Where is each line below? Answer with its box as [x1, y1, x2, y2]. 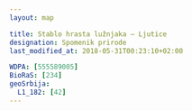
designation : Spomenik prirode [9, 38, 127, 47]
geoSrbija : [9, 79, 50, 88]
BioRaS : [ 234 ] [9, 71, 63, 80]
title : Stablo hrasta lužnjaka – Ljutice [9, 29, 168, 39]
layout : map [9, 13, 54, 23]
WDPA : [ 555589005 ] [9, 62, 78, 72]
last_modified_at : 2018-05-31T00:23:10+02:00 [9, 46, 183, 55]
